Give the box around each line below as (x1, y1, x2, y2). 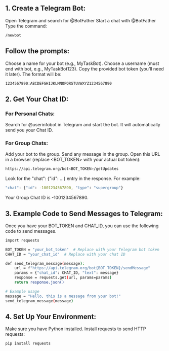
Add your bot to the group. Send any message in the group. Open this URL (5, 151, 160, 157)
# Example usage (5, 289, 39, 294)
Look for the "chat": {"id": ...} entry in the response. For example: (5, 175, 141, 182)
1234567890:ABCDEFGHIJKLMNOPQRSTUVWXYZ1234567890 (5, 81, 112, 86)
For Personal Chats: (5, 110, 55, 117)
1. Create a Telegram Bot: (5, 4, 86, 13)
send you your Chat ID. (5, 127, 53, 133)
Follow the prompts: (5, 47, 70, 55)
